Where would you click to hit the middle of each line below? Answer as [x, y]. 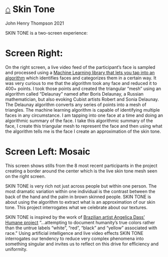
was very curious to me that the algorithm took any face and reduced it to [81, 83]
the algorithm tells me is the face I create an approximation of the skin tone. [83, 131]
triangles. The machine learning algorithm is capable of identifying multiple [82, 110]
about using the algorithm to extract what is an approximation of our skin [80, 202]
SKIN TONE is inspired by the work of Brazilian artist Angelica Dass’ [75, 217]
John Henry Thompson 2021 [35, 23]
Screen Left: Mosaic [48, 152]
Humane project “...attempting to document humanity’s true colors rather [80, 222]
